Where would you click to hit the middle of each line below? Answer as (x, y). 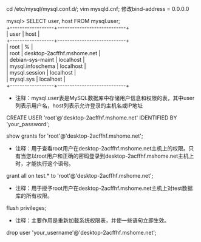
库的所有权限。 (34, 196)
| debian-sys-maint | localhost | (46, 60)
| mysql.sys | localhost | (36, 79)
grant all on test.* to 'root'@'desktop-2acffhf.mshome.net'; (80, 176)
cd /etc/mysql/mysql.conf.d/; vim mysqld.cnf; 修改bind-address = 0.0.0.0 (98, 9)
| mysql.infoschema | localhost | (46, 66)
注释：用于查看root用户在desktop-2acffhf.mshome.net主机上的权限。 (102, 148)
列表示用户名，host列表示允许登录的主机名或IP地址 (79, 106)
